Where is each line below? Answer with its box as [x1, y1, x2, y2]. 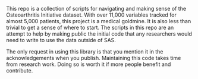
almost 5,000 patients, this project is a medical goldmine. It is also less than [6, 18, 191, 24]
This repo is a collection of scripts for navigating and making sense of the [6, 5, 186, 12]
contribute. [6, 67, 33, 74]
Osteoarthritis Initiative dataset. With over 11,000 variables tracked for [6, 11, 177, 18]
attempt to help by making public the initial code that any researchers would [6, 30, 192, 37]
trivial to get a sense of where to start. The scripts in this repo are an [6, 24, 174, 31]
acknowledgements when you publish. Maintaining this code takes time [6, 55, 181, 61]
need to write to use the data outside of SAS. [6, 37, 116, 43]
